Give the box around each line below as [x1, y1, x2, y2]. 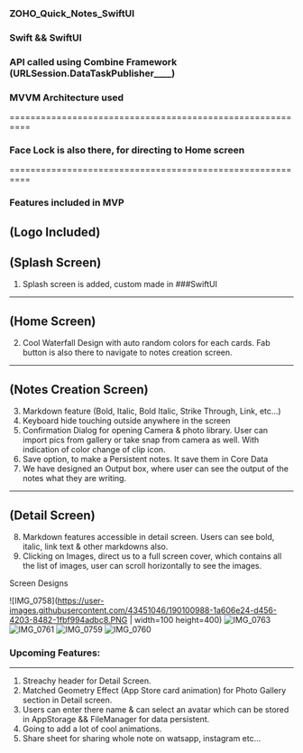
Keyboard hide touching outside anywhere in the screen [22, 415, 231, 426]
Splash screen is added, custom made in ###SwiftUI [22, 279, 218, 290]
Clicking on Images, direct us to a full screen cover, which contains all [22, 550, 282, 562]
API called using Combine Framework [9, 55, 178, 68]
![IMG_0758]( [9, 595, 59, 606]
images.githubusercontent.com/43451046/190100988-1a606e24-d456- [9, 604, 278, 616]
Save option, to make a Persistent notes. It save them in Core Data [22, 454, 269, 465]
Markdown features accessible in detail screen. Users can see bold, [22, 531, 275, 542]
